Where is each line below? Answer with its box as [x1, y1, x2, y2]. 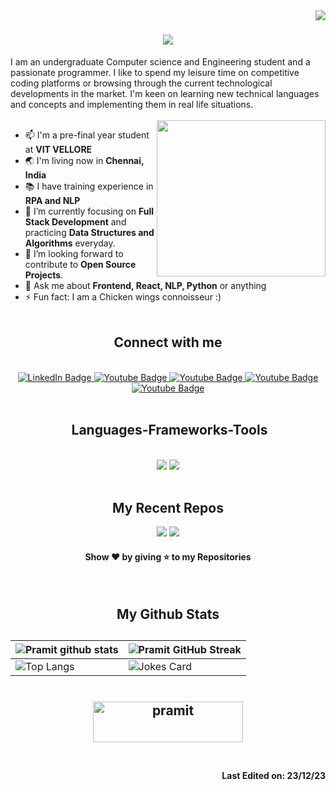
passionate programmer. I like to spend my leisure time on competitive [10, 66, 300, 78]
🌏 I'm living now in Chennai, [24, 154, 145, 166]
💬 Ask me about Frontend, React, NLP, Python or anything [24, 279, 267, 291]
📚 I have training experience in [24, 180, 154, 192]
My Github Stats [116, 605, 220, 623]
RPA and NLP [24, 194, 81, 206]
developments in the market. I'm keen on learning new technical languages [10, 87, 320, 99]
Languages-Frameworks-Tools [71, 422, 268, 439]
